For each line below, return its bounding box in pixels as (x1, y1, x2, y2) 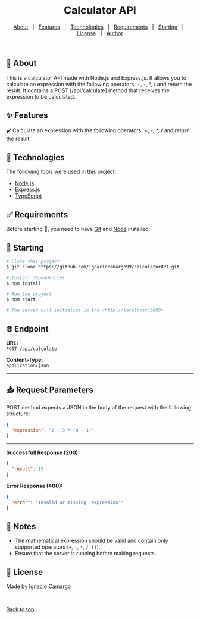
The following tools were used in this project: (6, 168, 117, 176)
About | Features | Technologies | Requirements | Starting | (13, 23, 184, 30)
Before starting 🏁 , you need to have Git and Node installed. (6, 226, 151, 233)
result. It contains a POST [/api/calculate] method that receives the (6, 87, 170, 94)
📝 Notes (6, 521, 36, 532)
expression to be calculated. (6, 93, 76, 100)
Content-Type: (6, 356, 43, 363)
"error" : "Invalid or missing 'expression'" (11, 499, 124, 505)
